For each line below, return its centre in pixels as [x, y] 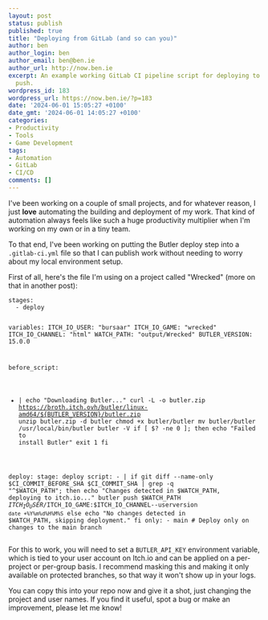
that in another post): [43, 285]
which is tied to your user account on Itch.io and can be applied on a [122, 558]
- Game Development [41, 143]
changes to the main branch [55, 528]
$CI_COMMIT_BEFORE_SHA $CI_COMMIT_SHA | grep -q [91, 484]
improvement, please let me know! [65, 607]
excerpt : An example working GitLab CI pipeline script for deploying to [134, 76]
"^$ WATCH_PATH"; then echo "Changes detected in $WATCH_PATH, [114, 491]
